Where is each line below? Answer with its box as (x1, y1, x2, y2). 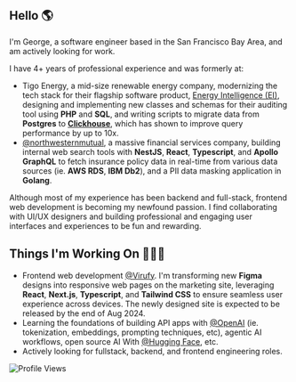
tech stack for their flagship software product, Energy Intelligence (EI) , (21, 89, 280, 101)
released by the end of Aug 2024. (21, 307, 146, 319)
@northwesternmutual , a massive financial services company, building (21, 137, 282, 148)
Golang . (21, 175, 52, 185)
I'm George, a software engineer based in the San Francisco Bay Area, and (9, 36, 283, 47)
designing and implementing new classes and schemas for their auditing (21, 99, 288, 110)
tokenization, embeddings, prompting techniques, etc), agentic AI (21, 327, 262, 337)
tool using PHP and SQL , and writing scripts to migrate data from (21, 109, 260, 119)
